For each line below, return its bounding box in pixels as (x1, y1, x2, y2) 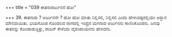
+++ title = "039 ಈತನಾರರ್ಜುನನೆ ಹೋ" (5, 5, 77, 10)
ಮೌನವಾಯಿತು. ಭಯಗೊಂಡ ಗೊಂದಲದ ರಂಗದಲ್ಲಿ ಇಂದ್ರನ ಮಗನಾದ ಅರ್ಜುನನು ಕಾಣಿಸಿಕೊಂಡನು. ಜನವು (5, 20, 160, 26)
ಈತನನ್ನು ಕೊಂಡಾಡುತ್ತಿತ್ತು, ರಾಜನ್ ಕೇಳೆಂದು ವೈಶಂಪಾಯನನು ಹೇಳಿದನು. (5, 26, 111, 32)
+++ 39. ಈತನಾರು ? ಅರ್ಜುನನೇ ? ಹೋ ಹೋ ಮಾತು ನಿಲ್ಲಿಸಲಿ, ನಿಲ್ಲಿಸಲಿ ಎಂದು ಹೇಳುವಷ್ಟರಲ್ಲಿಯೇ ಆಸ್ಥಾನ (5, 15, 167, 20)
